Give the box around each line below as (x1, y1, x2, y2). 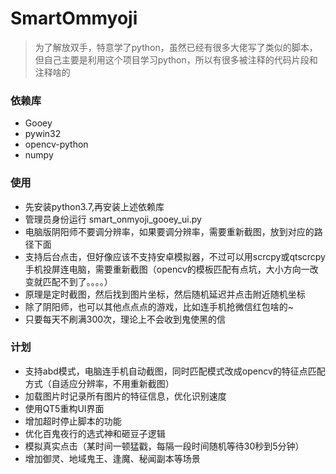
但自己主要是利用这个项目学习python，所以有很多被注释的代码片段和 (34, 53, 318, 66)
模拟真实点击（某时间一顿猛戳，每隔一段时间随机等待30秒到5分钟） (24, 440, 305, 452)
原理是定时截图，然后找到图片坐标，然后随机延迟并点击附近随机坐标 (24, 288, 306, 300)
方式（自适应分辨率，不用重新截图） (24, 377, 175, 389)
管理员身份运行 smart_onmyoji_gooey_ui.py (24, 213, 202, 225)
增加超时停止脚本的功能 (24, 415, 122, 427)
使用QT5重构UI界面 (24, 402, 105, 414)
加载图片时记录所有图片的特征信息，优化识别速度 (24, 390, 227, 402)
